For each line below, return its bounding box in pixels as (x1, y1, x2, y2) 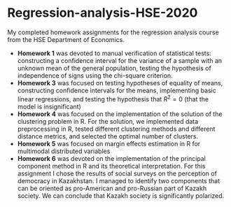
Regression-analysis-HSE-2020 (7, 5, 198, 21)
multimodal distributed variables (17, 147, 111, 155)
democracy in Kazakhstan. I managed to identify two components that (17, 176, 220, 185)
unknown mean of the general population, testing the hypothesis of (17, 64, 211, 72)
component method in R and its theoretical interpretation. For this (17, 162, 206, 170)
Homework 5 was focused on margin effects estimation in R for (17, 139, 201, 148)
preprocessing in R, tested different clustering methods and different (17, 124, 216, 133)
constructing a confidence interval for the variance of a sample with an (17, 56, 223, 64)
